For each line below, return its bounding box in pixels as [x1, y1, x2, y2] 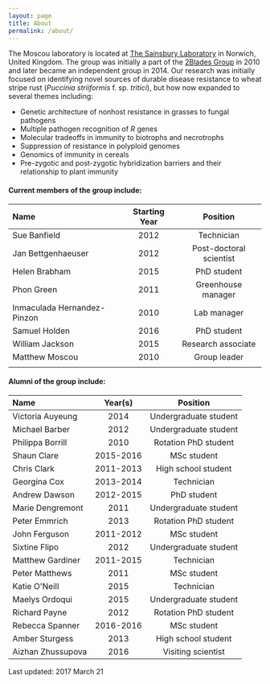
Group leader [194, 351, 244, 362]
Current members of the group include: [8, 185, 142, 195]
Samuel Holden [12, 325, 71, 336]
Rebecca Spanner [12, 620, 80, 631]
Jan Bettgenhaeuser [12, 247, 89, 258]
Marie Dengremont [12, 502, 84, 513]
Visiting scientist [162, 645, 225, 657]
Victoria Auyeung [12, 410, 78, 422]
